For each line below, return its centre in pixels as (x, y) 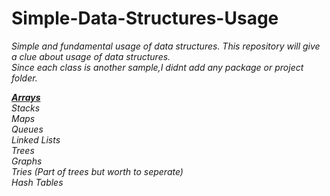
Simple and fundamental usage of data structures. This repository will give (166, 46)
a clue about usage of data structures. (91, 56)
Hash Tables (37, 182)
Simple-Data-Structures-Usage (145, 18)
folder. (24, 78)
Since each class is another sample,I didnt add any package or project (157, 67)
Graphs (27, 161)
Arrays (26, 97)
